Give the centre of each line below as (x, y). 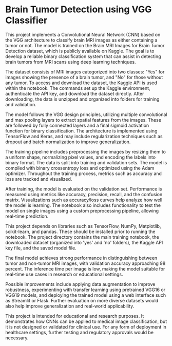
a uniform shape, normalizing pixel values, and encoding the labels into (80, 157)
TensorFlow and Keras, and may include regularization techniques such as (84, 136)
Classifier (26, 20)
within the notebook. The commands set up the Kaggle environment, (78, 88)
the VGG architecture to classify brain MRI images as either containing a (81, 40)
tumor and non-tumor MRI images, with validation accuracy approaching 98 (85, 263)
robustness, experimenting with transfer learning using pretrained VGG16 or (85, 290)
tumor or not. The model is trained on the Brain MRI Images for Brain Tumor (85, 45)
